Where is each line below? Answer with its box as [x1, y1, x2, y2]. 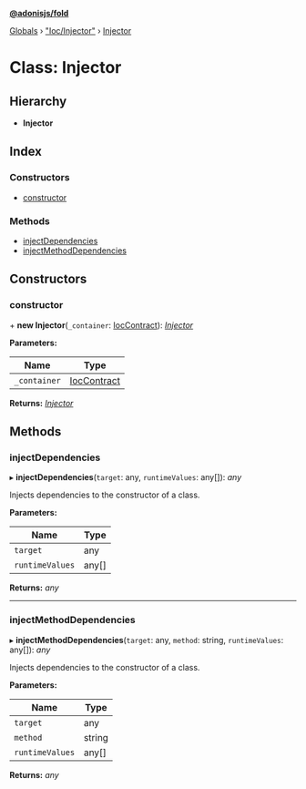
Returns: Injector [9, 397, 74, 408]
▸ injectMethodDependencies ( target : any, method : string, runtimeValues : [9, 634, 284, 645]
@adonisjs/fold [9, 8, 69, 18]
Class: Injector [9, 57, 122, 78]
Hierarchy [9, 93, 67, 108]
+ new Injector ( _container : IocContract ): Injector [9, 319, 194, 331]
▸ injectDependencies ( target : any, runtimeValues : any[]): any [9, 472, 242, 483]
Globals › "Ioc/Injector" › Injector [9, 26, 132, 36]
